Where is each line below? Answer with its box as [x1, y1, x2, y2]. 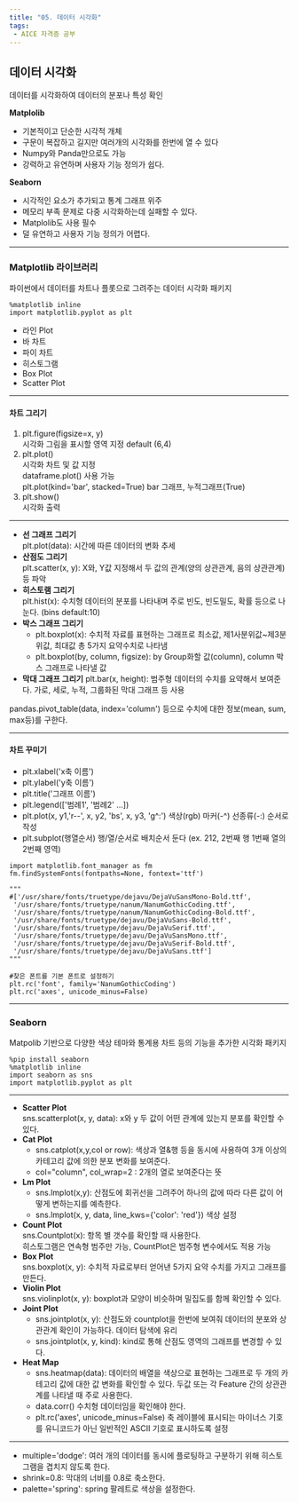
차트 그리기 [9, 407, 47, 418]
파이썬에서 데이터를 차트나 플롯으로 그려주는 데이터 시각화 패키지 [9, 283, 232, 294]
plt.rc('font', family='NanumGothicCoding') [9, 979, 176, 988]
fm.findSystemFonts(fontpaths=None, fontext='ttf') [9, 869, 204, 878]
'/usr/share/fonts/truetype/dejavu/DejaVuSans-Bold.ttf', [12, 915, 232, 924]
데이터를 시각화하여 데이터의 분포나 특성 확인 [9, 90, 164, 100]
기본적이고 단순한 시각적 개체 [21, 126, 122, 137]
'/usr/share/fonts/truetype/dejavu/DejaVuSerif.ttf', [12, 923, 216, 932]
